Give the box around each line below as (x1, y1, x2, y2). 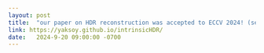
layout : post (8, 11, 51, 19)
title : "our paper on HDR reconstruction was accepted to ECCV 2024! (8, 19, 244, 26)
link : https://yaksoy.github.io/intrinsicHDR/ (8, 26, 163, 34)
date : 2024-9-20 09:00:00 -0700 (8, 33, 122, 41)
